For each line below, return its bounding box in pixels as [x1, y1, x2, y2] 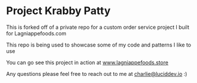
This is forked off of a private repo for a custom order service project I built [6, 24, 190, 31]
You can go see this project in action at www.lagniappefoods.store [6, 59, 169, 66]
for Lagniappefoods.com [6, 29, 66, 36]
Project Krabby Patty [6, 4, 111, 18]
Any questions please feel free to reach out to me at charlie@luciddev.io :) [6, 70, 188, 77]
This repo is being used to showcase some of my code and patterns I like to [6, 41, 192, 48]
